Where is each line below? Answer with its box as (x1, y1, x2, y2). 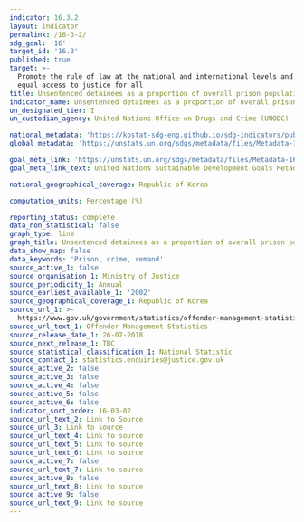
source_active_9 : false (9, 490, 100, 499)
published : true (9, 55, 71, 64)
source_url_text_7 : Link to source (9, 465, 144, 474)
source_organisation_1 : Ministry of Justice (9, 271, 180, 280)
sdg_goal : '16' (9, 38, 67, 48)
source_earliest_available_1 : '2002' (9, 289, 152, 298)
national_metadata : (9, 130, 83, 140)
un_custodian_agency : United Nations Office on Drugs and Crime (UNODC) (9, 114, 290, 123)
